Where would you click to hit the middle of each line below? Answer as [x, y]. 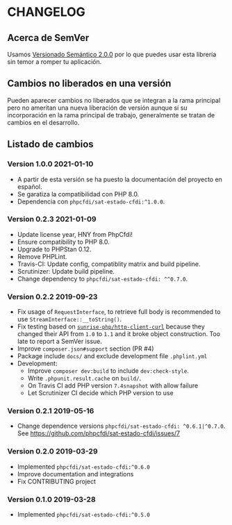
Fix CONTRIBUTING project [56, 481]
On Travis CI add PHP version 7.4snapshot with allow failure [113, 385]
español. [30, 186]
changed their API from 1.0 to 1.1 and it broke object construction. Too [119, 334]
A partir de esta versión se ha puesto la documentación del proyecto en [119, 179]
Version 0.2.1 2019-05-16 [51, 411]
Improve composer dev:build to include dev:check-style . [108, 371]
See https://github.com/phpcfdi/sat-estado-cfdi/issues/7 [99, 433]
